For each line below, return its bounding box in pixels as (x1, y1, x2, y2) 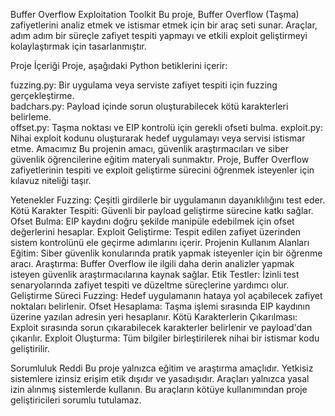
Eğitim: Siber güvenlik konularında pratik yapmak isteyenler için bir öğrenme (10, 247, 323, 259)
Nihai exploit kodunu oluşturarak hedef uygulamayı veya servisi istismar (10, 132, 306, 144)
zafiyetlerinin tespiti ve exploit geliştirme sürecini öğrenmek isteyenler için (10, 164, 315, 176)
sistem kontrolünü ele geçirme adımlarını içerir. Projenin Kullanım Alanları (10, 237, 310, 248)
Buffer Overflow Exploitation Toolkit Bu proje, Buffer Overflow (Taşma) (10, 9, 300, 20)
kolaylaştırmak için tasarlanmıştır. (10, 40, 147, 52)
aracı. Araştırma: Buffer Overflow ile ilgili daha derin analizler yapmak (10, 258, 295, 269)
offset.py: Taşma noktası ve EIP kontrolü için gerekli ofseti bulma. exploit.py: (10, 122, 323, 133)
